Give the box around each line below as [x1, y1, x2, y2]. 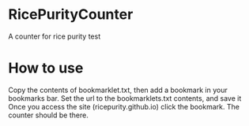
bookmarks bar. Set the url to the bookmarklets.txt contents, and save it [8, 93, 242, 103]
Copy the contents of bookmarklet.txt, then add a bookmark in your [8, 85, 228, 94]
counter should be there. [8, 110, 89, 120]
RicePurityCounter [8, 6, 134, 24]
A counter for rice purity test [8, 31, 101, 41]
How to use [8, 59, 84, 77]
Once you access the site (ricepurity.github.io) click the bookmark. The [8, 102, 240, 111]
